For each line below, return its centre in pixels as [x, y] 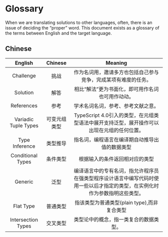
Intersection [24, 220]
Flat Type [24, 206]
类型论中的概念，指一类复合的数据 [114, 219]
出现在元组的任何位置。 [116, 130]
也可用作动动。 [116, 96]
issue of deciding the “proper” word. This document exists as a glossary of [82, 27]
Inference [24, 146]
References [24, 105]
